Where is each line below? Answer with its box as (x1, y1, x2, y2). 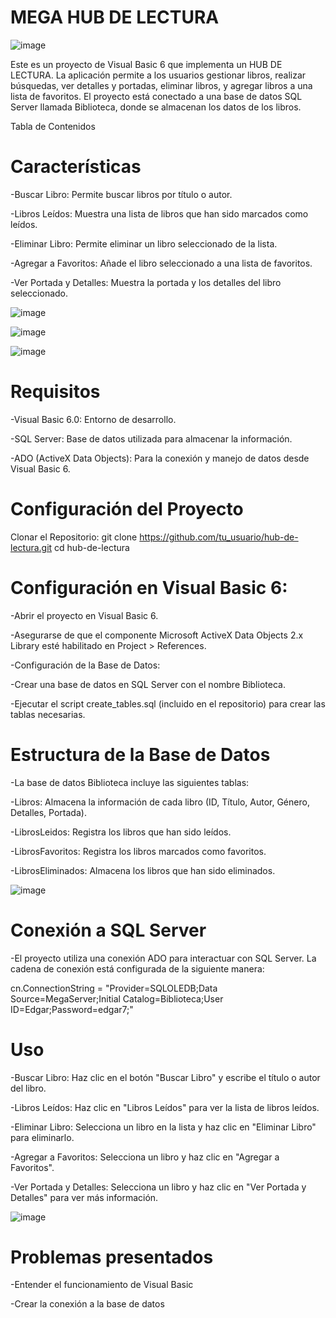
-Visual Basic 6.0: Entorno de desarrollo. (10, 413, 177, 425)
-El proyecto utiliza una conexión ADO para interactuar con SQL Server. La (10, 952, 317, 964)
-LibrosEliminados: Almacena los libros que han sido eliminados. (10, 864, 276, 876)
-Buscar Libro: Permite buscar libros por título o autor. (10, 188, 233, 200)
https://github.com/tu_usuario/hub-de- (139, 531, 299, 543)
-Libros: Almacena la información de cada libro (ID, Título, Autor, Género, (10, 796, 310, 808)
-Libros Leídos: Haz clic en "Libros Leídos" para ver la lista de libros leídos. (10, 1101, 320, 1113)
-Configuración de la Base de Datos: (10, 659, 161, 671)
